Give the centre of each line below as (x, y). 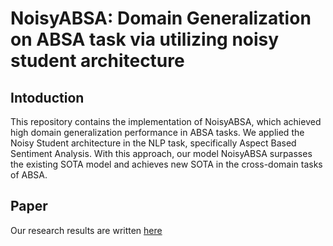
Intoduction (47, 97)
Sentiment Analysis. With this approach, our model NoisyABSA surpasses (161, 153)
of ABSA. (29, 175)
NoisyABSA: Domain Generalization (161, 18)
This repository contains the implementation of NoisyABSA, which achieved (166, 121)
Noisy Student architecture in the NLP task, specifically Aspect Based (153, 143)
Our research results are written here (86, 230)
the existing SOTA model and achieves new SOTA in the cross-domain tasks (166, 164)
